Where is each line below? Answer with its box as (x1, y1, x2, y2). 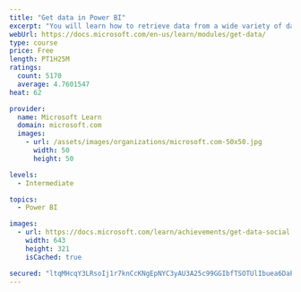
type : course (9, 38, 58, 47)
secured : (9, 269, 42, 278)
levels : (9, 170, 39, 179)
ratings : (9, 64, 42, 73)
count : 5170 (17, 72, 63, 81)
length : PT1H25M (9, 55, 70, 64)
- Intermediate (17, 178, 74, 188)
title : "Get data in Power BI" (9, 13, 126, 22)
